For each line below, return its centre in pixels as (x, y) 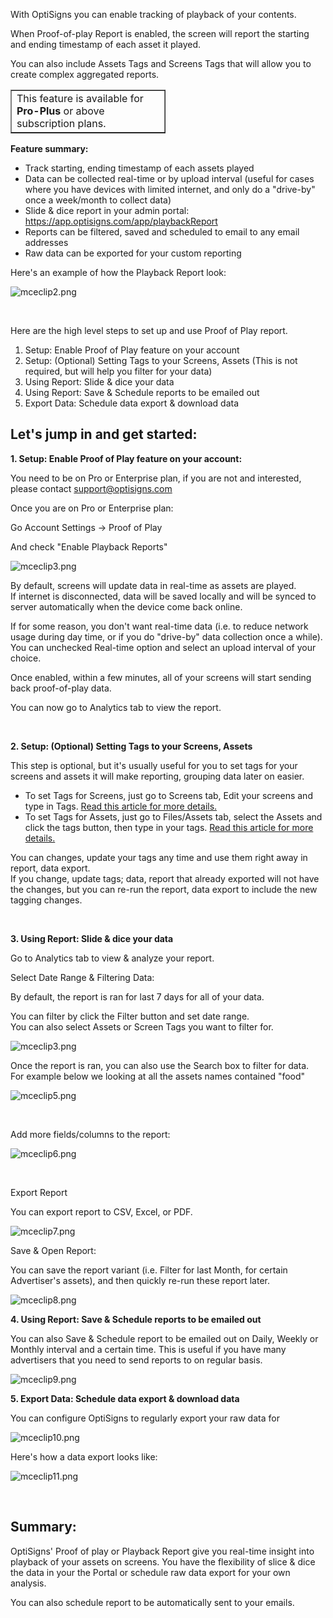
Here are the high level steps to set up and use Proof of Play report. (149, 330)
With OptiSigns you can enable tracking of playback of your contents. (153, 14)
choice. (26, 658)
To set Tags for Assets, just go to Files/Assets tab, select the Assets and (173, 816)
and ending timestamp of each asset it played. (106, 44)
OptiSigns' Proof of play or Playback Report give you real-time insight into (162, 1551)
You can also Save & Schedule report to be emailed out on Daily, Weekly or (164, 1338)
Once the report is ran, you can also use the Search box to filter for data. (160, 1065)
